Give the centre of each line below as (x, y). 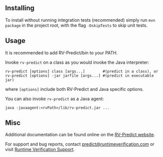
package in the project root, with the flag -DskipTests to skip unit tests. (76, 25)
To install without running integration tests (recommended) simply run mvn (80, 20)
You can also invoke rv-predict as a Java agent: (54, 99)
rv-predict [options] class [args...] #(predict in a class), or (82, 71)
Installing (20, 8)
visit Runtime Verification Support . (40, 150)
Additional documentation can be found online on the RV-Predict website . (80, 135)
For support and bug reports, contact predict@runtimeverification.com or (80, 144)
